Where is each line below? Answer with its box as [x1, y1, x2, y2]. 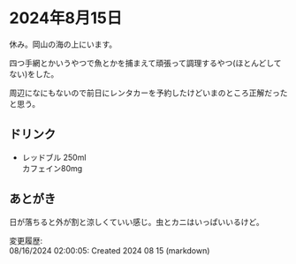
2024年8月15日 [9, 8, 123, 28]
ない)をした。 [9, 68, 59, 79]
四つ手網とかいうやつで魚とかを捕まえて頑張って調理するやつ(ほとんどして [9, 57, 282, 68]
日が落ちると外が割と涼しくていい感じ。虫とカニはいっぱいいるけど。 [9, 216, 264, 227]
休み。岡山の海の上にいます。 [9, 39, 118, 49]
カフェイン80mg [21, 162, 83, 173]
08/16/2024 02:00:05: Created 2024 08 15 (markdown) [9, 245, 210, 256]
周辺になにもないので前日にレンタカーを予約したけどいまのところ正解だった [9, 87, 288, 98]
